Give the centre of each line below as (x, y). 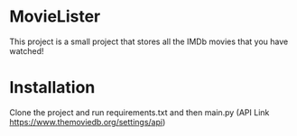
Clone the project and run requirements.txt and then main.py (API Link (139, 112)
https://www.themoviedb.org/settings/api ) (88, 122)
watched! (27, 50)
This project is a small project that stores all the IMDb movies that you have (149, 41)
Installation (52, 88)
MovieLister (55, 17)
